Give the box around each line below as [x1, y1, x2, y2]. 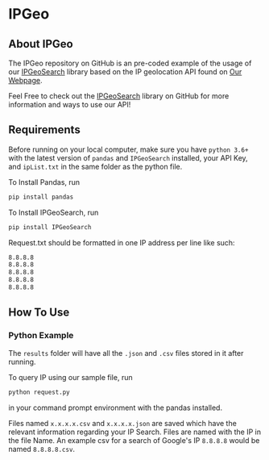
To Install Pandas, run [8, 177, 81, 186]
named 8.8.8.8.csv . [8, 444, 75, 454]
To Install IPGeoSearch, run [8, 207, 99, 217]
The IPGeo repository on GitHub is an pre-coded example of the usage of [8, 58, 252, 68]
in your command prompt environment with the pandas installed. [8, 403, 223, 412]
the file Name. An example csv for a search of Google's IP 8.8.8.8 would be [8, 435, 260, 445]
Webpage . [8, 76, 43, 85]
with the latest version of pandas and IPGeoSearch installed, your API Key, [8, 153, 248, 162]
